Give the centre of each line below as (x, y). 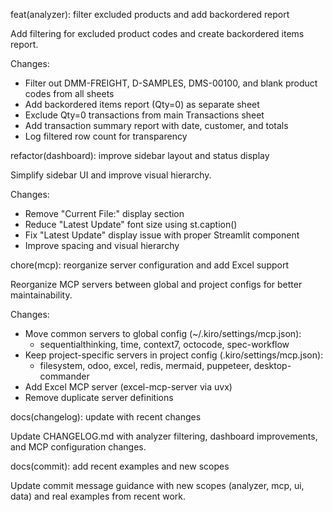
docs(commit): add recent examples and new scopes (120, 466)
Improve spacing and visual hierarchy (102, 245)
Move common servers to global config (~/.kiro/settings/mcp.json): (163, 333)
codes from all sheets (69, 93)
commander (64, 376)
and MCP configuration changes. (78, 447)
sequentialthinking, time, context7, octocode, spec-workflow (164, 344)
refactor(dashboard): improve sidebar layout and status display (140, 155)
